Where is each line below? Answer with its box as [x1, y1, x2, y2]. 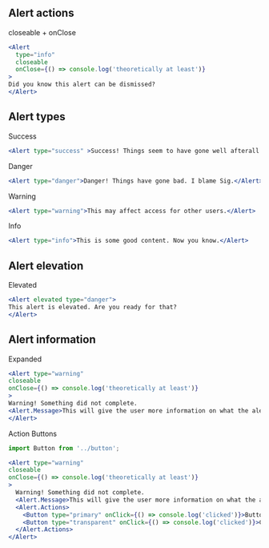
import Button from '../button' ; [8, 444, 120, 452]
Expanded [8, 354, 42, 364]
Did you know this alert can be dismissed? [8, 80, 156, 89]
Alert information [8, 332, 96, 347]
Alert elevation [8, 259, 84, 272]
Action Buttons [8, 429, 58, 438]
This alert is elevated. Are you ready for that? [8, 303, 178, 311]
